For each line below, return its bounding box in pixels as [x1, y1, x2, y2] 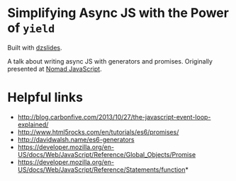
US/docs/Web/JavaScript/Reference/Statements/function [17, 165, 186, 174]
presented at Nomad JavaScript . [7, 64, 102, 73]
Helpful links [7, 90, 84, 105]
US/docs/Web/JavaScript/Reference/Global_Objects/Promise [17, 150, 196, 158]
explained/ [17, 120, 49, 129]
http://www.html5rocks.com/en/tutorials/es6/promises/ [17, 127, 179, 136]
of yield [7, 20, 55, 36]
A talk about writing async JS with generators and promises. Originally [7, 57, 213, 65]
